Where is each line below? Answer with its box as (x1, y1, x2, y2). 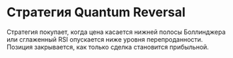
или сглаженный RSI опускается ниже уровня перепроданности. (6, 35, 203, 43)
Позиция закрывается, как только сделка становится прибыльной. (6, 42, 210, 51)
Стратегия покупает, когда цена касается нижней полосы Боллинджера (6, 28, 226, 36)
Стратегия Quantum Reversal (6, 4, 186, 21)
